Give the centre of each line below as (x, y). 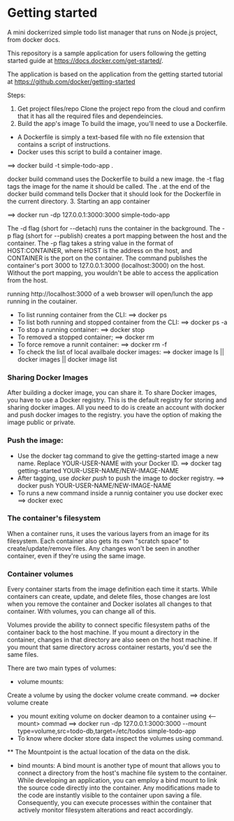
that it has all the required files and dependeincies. (90, 116)
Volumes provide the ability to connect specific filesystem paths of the (109, 625)
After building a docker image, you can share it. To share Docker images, (112, 393)
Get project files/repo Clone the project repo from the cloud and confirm (121, 108)
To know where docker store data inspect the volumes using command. (120, 739)
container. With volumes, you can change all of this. (82, 611)
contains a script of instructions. (64, 144)
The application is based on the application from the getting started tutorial (115, 74)
